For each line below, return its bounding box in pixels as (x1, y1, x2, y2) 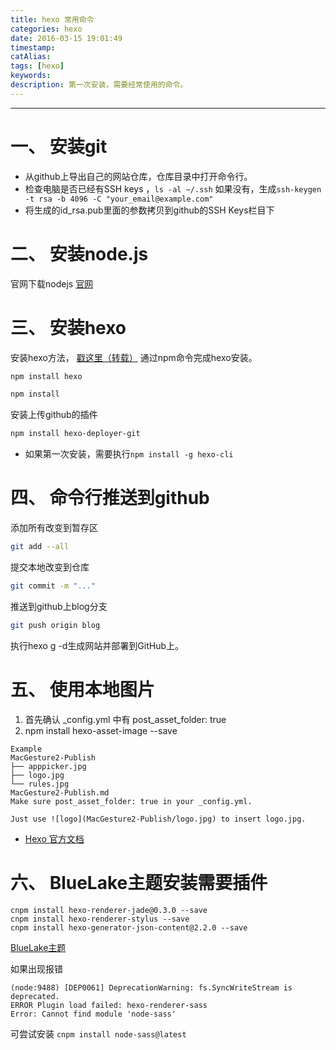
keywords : (10, 71, 52, 81)
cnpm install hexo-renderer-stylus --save (10, 914, 190, 924)
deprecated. (10, 991, 60, 1001)
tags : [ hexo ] (10, 61, 65, 71)
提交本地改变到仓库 (10, 561, 90, 573)
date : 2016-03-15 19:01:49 (10, 33, 123, 43)
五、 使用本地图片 (10, 678, 155, 701)
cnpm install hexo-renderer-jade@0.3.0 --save (10, 905, 208, 915)
